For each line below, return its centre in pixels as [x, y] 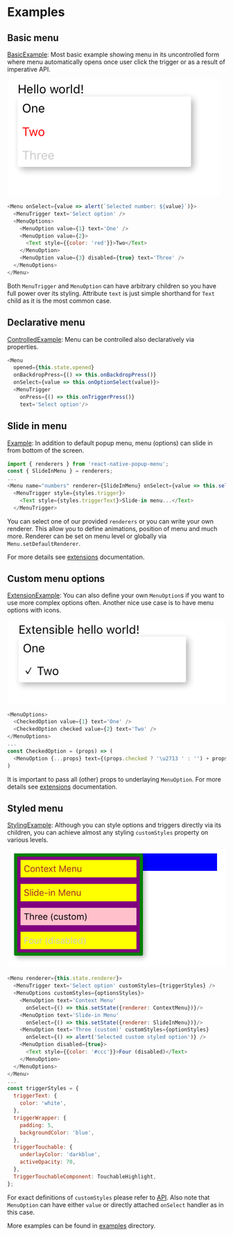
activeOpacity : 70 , [48, 1162]
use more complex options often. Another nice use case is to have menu [111, 603]
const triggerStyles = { [43, 1089]
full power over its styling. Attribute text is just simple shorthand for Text [111, 293]
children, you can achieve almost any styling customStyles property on [108, 833]
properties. [23, 347]
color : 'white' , [43, 1103]
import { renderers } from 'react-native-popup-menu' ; [88, 464]
